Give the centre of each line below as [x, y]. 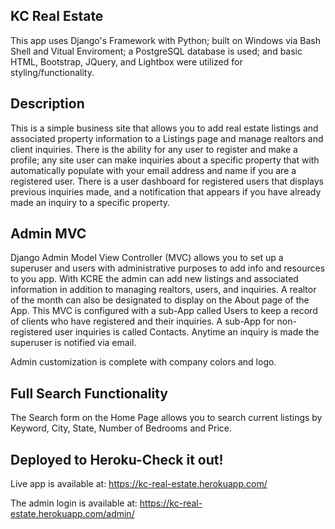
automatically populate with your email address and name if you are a [153, 170]
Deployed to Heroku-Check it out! [117, 459]
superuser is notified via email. [73, 343]
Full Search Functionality [89, 393]
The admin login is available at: [74, 503]
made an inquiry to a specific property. [90, 202]
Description [47, 104]
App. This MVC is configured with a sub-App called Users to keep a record [164, 311]
